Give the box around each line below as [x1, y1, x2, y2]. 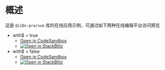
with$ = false [12, 48, 40, 54]
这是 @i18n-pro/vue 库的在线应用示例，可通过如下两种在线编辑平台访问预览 [5, 22, 160, 28]
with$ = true [12, 32, 38, 38]
